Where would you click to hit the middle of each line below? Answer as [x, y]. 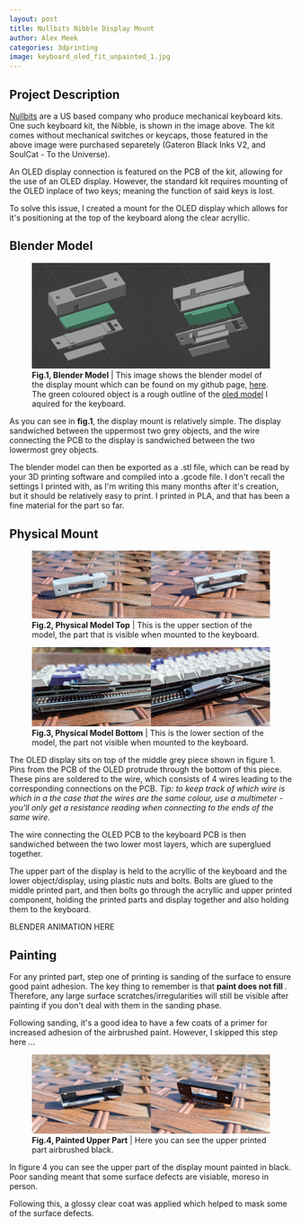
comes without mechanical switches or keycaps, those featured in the [139, 135]
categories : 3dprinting [54, 48]
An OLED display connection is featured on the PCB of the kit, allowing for [146, 172]
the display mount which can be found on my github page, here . [150, 385]
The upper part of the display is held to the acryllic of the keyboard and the [148, 871]
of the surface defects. [52, 1213]
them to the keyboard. [50, 910]
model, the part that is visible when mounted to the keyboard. [146, 635]
